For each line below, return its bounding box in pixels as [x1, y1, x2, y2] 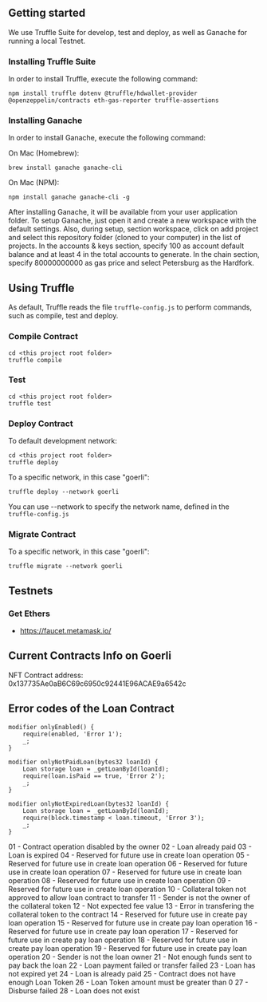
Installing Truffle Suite [8, 56, 96, 67]
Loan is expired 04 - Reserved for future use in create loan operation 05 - [8, 850, 250, 860]
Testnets [8, 584, 53, 598]
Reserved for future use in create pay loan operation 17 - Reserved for [8, 926, 238, 936]
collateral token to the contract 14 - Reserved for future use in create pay [8, 909, 248, 919]
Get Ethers [8, 608, 50, 619]
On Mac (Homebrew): [8, 148, 80, 158]
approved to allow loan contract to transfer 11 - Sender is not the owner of [8, 893, 251, 902]
